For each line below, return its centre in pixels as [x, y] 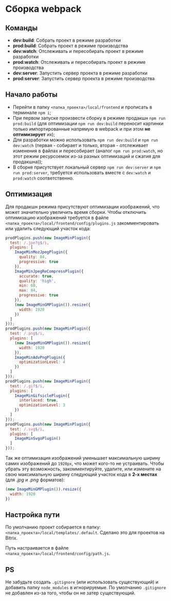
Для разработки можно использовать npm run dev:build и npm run [85, 140]
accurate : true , [36, 276]
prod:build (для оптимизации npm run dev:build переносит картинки [88, 123]
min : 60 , [28, 286]
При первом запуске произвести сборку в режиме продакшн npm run [89, 118]
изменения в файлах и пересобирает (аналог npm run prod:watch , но [88, 151]
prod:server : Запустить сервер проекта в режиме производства [84, 78]
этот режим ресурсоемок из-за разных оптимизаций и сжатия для [87, 156]
